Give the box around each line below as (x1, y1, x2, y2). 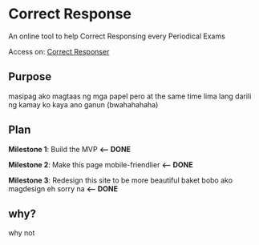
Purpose (8, 70, 52, 84)
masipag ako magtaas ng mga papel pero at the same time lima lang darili (8, 91, 252, 101)
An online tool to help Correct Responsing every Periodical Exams (8, 31, 226, 41)
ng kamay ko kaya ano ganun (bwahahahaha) (8, 99, 159, 109)
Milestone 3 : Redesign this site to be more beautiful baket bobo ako (8, 175, 233, 185)
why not (8, 228, 35, 238)
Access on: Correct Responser (8, 46, 110, 56)
